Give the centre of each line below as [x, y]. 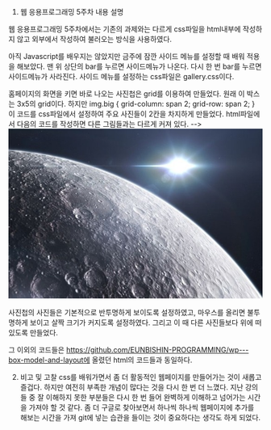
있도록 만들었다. [33, 333]
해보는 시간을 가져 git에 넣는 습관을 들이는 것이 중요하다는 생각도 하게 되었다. [140, 417]
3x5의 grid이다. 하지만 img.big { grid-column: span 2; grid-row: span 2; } [136, 104]
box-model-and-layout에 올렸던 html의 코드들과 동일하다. [100, 360]
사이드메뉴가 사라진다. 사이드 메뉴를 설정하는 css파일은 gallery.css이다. [121, 76]
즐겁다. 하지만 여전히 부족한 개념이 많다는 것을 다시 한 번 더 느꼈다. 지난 [131, 387]
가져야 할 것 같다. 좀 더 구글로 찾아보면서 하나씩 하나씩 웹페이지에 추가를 [142, 407]
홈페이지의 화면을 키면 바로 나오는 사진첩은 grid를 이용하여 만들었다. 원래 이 [127, 94]
